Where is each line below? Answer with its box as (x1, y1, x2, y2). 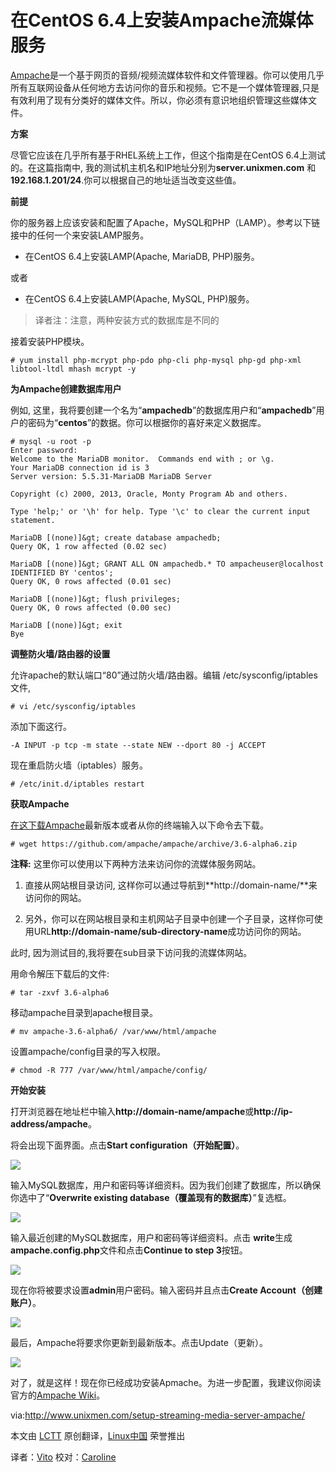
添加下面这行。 (10, 720, 72, 732)
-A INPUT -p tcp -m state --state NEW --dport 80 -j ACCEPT (10, 740, 267, 750)
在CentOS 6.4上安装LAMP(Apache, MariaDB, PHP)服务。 (24, 250, 260, 262)
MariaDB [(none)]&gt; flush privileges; (10, 594, 182, 604)
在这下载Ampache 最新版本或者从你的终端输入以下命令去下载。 (10, 819, 269, 831)
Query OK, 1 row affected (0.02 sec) (10, 541, 168, 551)
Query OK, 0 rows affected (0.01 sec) (10, 576, 172, 586)
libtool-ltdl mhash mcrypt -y (10, 364, 137, 374)
